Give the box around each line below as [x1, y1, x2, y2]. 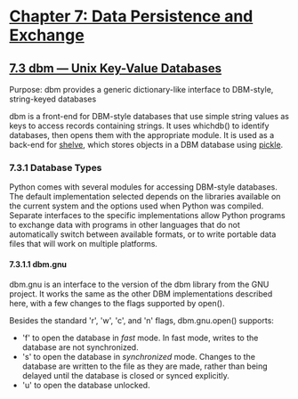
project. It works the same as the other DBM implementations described [9, 288, 273, 299]
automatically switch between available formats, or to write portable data [9, 229, 277, 240]
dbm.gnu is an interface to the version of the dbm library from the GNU [9, 279, 270, 289]
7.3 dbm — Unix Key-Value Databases [9, 61, 222, 76]
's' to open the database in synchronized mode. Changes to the [21, 351, 256, 362]
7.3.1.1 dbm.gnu [9, 258, 68, 269]
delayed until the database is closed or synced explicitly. [21, 370, 230, 380]
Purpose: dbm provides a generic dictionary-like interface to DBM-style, [9, 85, 274, 94]
